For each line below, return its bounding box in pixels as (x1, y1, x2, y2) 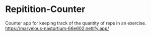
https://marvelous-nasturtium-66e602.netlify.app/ (5, 25, 109, 31)
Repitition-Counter (5, 3, 86, 15)
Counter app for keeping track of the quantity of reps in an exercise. (5, 20, 146, 26)
